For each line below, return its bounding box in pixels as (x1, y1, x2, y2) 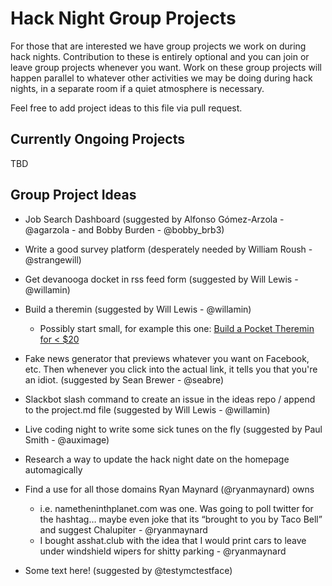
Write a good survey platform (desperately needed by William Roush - (24, 243, 313, 255)
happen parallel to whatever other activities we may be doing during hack (10, 72, 313, 84)
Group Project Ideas (10, 187, 137, 204)
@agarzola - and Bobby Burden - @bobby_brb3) (24, 223, 225, 236)
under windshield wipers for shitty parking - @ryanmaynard (39, 545, 287, 557)
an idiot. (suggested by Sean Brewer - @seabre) (24, 373, 225, 386)
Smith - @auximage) (24, 433, 110, 446)
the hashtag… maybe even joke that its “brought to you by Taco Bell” (39, 513, 323, 525)
